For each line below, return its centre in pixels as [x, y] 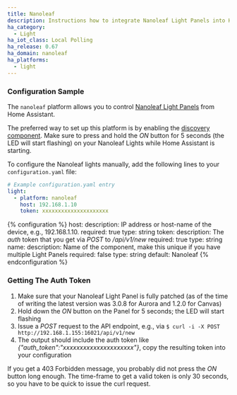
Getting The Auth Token [49, 280]
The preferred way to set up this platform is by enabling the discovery [109, 127]
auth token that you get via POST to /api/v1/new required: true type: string [115, 240]
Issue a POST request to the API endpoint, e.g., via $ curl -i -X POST [119, 326]
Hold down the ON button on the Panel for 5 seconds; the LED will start [121, 311]
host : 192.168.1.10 [49, 205]
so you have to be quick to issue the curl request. [79, 384]
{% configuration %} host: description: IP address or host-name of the [109, 224]
